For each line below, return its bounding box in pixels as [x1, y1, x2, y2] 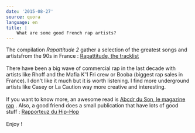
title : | [6, 24, 28, 31]
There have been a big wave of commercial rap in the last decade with [6, 65, 176, 72]
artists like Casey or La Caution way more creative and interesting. [6, 83, 166, 90]
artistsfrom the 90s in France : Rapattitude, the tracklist [6, 52, 139, 60]
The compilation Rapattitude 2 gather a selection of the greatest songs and [6, 46, 187, 53]
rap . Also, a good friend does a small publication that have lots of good [6, 102, 179, 109]
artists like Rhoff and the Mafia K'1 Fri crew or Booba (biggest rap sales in [6, 71, 183, 78]
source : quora [6, 14, 41, 20]
